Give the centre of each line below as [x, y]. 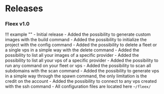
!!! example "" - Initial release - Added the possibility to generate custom [78, 34]
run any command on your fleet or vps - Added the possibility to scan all [78, 66]
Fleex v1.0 [17, 24]
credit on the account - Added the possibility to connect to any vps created [81, 81]
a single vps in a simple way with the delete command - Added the [72, 50]
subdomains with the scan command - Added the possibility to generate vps [82, 71]
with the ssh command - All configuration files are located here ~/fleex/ [78, 87]
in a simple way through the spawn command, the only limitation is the [76, 76]
